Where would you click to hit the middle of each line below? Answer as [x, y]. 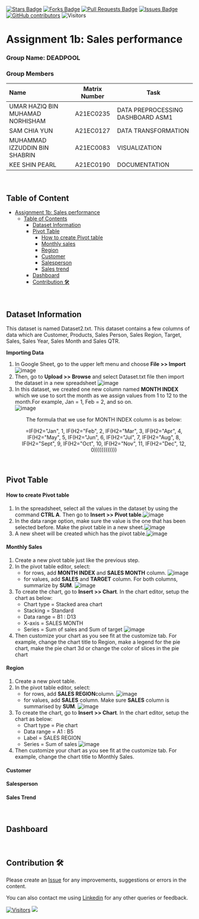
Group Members [30, 74]
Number [93, 97]
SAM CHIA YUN [31, 131]
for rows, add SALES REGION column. [69, 694]
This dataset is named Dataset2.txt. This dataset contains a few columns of [98, 329]
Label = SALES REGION [52, 738]
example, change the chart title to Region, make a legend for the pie [97, 642]
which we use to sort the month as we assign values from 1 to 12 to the [101, 396]
